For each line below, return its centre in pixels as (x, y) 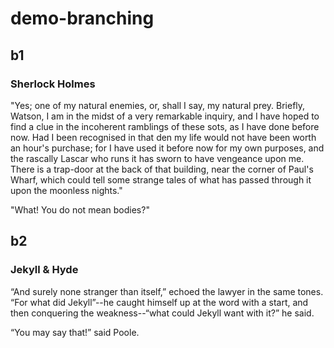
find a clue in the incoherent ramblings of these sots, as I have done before (165, 126)
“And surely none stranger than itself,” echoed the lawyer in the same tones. (167, 291)
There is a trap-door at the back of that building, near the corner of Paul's (162, 169)
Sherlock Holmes (53, 84)
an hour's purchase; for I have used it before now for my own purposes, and (167, 148)
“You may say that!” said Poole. (75, 332)
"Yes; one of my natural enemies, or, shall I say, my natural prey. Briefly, (158, 105)
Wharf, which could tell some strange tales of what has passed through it (161, 179)
